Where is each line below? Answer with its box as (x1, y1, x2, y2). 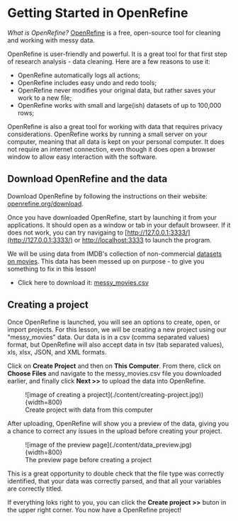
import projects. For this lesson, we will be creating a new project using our (7, 325, 227, 334)
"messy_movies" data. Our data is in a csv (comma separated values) (7, 332, 210, 341)
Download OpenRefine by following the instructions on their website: (7, 191, 208, 200)
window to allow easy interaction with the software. (7, 152, 157, 161)
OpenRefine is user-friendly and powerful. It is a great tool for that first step (7, 50, 228, 58)
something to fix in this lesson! (7, 264, 97, 273)
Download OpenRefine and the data (7, 173, 168, 185)
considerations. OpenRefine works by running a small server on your (7, 130, 208, 138)
